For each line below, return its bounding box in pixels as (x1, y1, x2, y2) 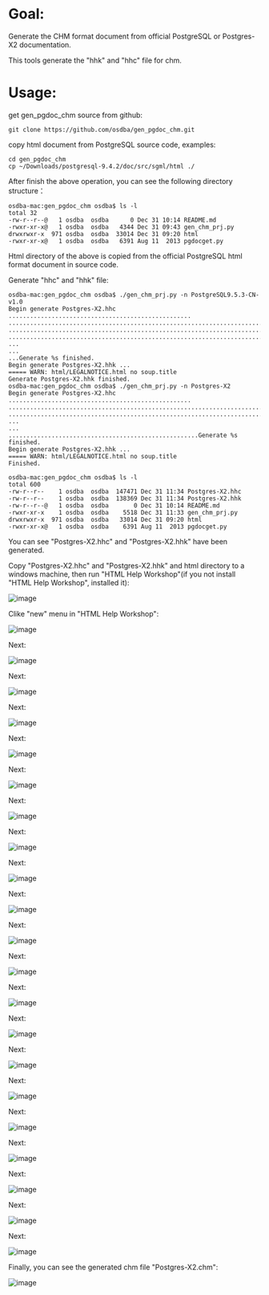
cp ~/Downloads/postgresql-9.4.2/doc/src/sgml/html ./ (8, 162, 195, 170)
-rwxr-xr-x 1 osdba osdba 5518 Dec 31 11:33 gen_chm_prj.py (8, 508, 239, 516)
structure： (8, 185, 46, 195)
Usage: (8, 83, 58, 102)
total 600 (8, 480, 42, 488)
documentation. (19, 39, 72, 49)
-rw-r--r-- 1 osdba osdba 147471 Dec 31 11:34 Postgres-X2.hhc (8, 487, 242, 495)
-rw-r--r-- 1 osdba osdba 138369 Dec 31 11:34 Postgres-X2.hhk (8, 495, 242, 503)
